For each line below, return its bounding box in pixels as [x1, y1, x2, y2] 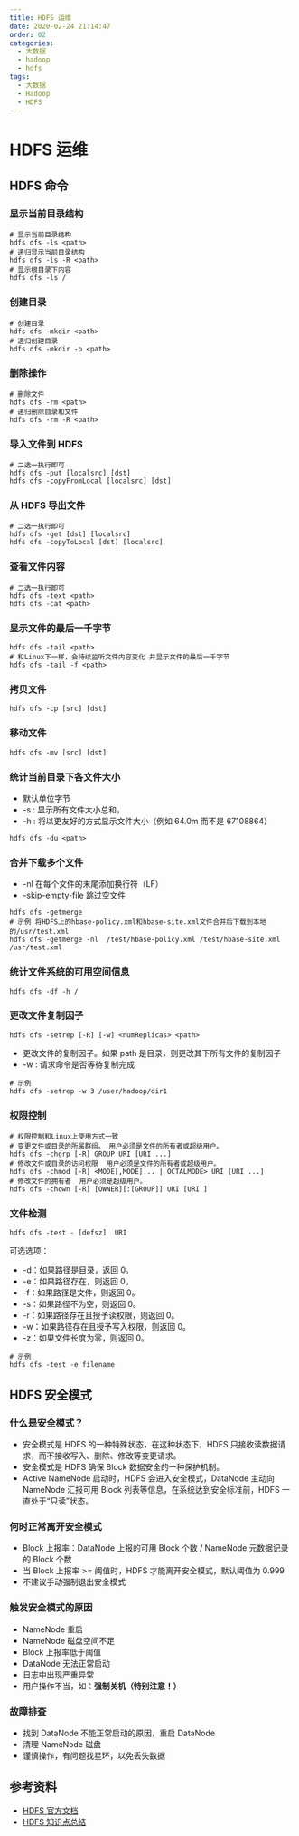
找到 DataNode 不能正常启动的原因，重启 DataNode [22, 1727, 215, 1738]
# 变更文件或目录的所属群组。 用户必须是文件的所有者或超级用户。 [9, 1142, 224, 1151]
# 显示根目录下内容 [9, 265, 72, 274]
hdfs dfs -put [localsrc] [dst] [9, 468, 131, 478]
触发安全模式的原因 [9, 1601, 93, 1614]
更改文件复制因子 [9, 1009, 84, 1022]
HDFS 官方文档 [22, 1804, 79, 1816]
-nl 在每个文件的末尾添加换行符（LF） [22, 879, 164, 889]
